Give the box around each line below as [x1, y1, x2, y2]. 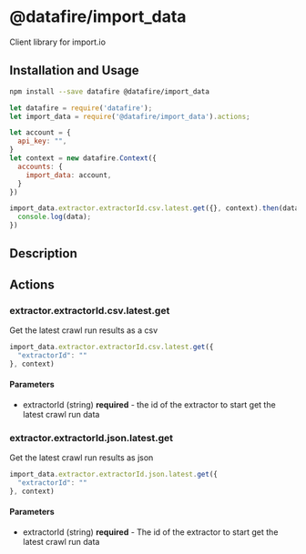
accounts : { [17, 162, 64, 171]
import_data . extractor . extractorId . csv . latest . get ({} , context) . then [9, 204, 280, 213]
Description [9, 246, 77, 261]
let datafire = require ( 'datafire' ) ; [9, 103, 153, 113]
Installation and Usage [9, 63, 139, 78]
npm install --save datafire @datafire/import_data [9, 86, 209, 96]
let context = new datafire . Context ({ [9, 154, 157, 163]
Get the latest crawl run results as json [9, 452, 154, 463]
